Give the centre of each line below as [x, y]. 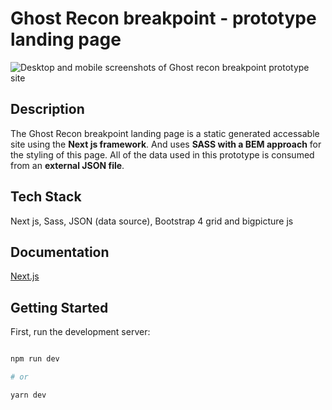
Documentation [60, 252]
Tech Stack [46, 197]
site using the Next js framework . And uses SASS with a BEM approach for [166, 144]
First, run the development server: [80, 332]
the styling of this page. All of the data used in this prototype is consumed [162, 154]
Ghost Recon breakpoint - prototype [163, 18]
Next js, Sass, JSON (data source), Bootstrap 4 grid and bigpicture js [152, 221]
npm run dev [35, 359]
